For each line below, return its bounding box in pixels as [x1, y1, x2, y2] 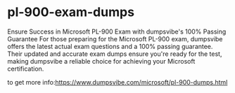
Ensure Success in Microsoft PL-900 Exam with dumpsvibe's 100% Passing [7, 27, 227, 36]
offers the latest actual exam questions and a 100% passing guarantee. [7, 42, 213, 50]
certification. [7, 64, 44, 73]
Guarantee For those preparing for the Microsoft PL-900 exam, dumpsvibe [7, 34, 223, 43]
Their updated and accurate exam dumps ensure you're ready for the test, [7, 50, 222, 58]
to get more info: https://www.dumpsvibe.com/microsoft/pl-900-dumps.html [7, 78, 228, 86]
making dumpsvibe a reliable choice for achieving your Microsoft [7, 57, 196, 65]
